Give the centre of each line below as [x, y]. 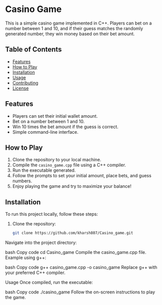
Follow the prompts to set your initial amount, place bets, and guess [82, 176]
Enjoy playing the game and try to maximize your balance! [72, 186]
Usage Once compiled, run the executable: [49, 282]
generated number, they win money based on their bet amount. [70, 34]
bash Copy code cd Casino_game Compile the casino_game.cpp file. [76, 252]
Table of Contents [34, 49]
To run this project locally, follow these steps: [52, 214]
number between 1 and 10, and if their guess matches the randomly [74, 28]
